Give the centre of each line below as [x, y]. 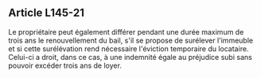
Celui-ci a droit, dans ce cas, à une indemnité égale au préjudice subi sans [130, 57]
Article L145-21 [47, 13]
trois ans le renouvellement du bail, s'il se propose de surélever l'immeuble [130, 40]
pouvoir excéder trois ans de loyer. [65, 65]
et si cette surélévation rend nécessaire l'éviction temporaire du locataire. [129, 48]
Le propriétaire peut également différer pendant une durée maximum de [126, 32]
